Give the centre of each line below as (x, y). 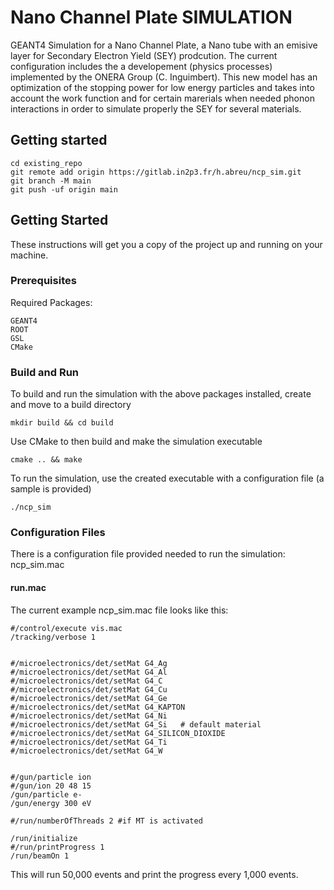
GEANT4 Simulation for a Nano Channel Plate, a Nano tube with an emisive (164, 45)
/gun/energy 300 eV (51, 803)
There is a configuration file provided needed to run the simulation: (148, 554)
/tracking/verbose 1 (53, 637)
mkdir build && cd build (62, 423)
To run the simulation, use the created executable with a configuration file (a (167, 478)
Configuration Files (58, 533)
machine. (29, 255)
